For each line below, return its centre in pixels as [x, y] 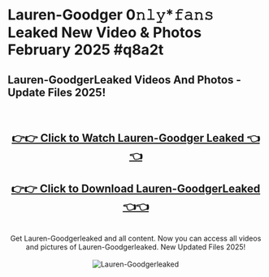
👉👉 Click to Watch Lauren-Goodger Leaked [128, 138]
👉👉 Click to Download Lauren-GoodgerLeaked [136, 188]
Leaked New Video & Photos [105, 33]
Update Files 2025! [57, 92]
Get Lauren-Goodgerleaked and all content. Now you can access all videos [136, 239]
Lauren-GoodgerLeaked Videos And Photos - [124, 80]
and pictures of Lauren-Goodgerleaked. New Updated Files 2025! [136, 247]
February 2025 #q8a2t [86, 50]
